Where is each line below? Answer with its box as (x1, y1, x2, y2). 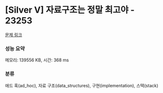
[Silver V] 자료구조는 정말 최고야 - (5, 4, 135, 16)
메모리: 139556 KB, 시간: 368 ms (5, 57, 69, 63)
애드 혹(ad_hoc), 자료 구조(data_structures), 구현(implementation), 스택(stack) (5, 82, 159, 88)
